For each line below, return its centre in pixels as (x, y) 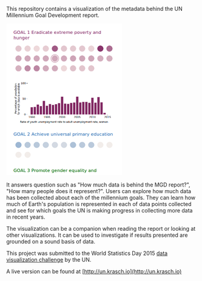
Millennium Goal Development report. (53, 15)
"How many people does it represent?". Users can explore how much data (99, 191)
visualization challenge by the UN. (49, 260)
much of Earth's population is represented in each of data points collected (99, 204)
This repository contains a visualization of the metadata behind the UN (95, 9)
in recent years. (26, 217)
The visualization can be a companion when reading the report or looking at (101, 229)
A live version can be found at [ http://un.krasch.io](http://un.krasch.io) (94, 271)
